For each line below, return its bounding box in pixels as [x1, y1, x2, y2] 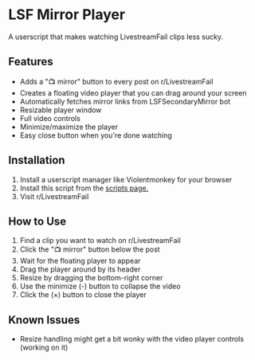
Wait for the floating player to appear [19, 256, 141, 266]
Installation [8, 154, 65, 167]
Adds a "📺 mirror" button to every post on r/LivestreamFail [19, 76, 214, 86]
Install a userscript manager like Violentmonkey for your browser [19, 174, 233, 184]
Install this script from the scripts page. [19, 183, 149, 193]
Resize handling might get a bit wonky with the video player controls [19, 335, 245, 344]
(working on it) [19, 342, 69, 352]
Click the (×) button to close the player [19, 290, 147, 299]
